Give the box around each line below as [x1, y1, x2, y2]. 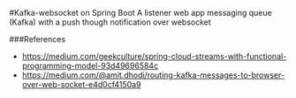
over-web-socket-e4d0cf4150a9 [21, 79, 141, 89]
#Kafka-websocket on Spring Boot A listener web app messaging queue [9, 8, 272, 18]
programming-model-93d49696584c [21, 61, 159, 71]
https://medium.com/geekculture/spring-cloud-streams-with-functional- [21, 51, 287, 61]
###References [9, 34, 66, 44]
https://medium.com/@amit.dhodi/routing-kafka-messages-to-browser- [21, 70, 285, 80]
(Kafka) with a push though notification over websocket [9, 17, 212, 27]
